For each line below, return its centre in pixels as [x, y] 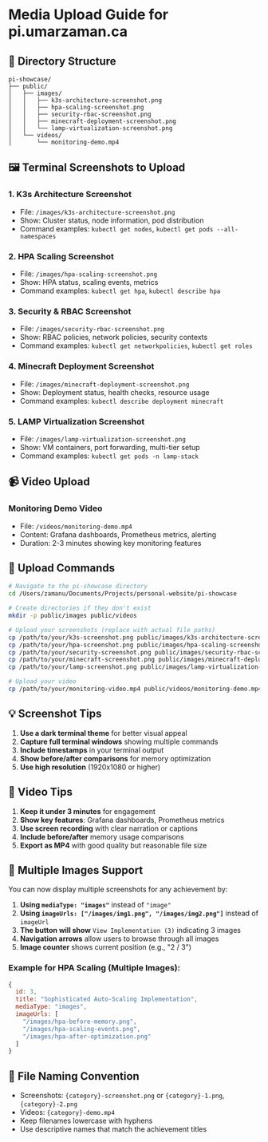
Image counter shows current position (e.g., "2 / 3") [106, 947]
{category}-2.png [49, 1104]
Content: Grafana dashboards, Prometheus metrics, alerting [118, 534]
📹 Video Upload [49, 482]
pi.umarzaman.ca [68, 32]
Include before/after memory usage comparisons [102, 836]
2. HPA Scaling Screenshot [61, 256]
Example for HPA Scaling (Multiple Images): [95, 968]
